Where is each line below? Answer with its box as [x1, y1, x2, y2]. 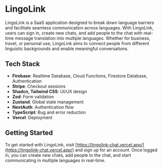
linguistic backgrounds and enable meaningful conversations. [5, 46, 129, 51]
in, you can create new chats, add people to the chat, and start [5, 152, 131, 158]
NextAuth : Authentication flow [12, 104, 74, 110]
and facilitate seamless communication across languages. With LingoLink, [5, 24, 154, 30]
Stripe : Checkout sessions [12, 83, 66, 89]
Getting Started [5, 129, 53, 137]
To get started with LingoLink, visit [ [5, 142, 77, 147]
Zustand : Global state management [12, 99, 84, 105]
